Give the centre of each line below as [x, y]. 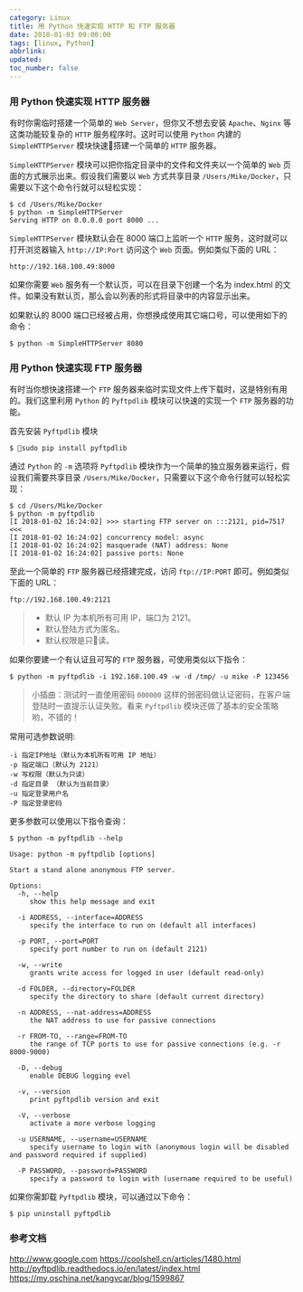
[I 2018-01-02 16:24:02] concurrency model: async [107, 538]
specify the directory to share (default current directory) [147, 997]
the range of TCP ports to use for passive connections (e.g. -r [155, 1045]
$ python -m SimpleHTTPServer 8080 [76, 344]
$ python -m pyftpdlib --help [66, 839]
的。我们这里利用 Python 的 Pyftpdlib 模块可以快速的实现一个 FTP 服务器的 [148, 401]
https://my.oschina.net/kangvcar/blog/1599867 [97, 1278]
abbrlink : [28, 52]
